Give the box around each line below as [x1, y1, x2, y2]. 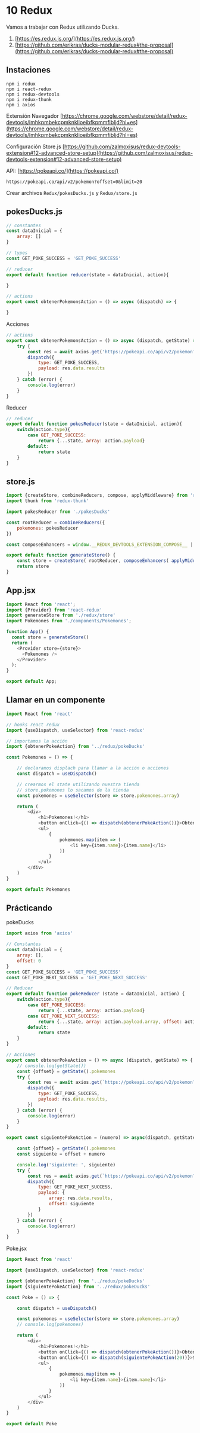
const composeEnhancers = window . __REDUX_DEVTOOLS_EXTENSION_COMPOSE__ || [6, 542, 196, 548]
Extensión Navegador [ [6, 112, 62, 120]
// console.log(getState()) [17, 1062, 86, 1069]
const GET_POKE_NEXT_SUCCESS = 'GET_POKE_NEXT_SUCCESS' [6, 974, 148, 980]
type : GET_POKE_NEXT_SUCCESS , [37, 1184, 113, 1190]
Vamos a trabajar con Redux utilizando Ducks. [6, 23, 119, 30]
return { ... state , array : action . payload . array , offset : [37, 1019, 183, 1025]
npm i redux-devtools [6, 91, 60, 97]
